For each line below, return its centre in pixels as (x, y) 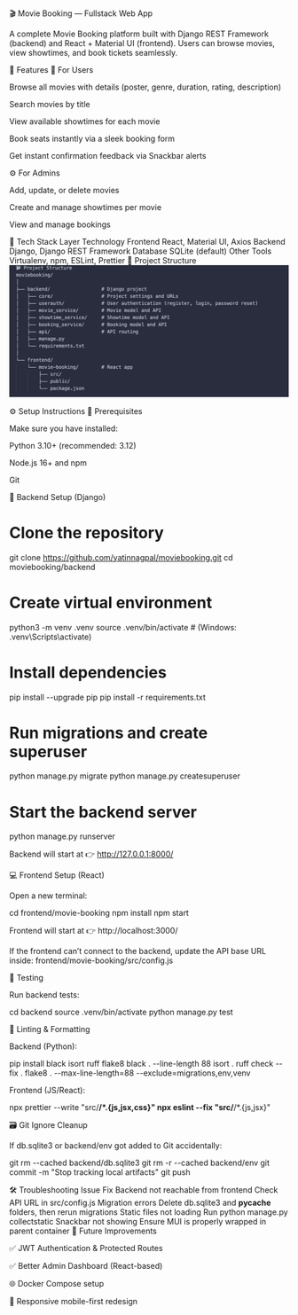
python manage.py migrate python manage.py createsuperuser (125, 776)
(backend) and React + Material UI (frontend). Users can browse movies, (142, 43)
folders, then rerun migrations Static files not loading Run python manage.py (149, 1212)
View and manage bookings (60, 224)
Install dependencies (88, 672)
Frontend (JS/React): (47, 1091)
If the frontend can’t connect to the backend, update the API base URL (138, 951)
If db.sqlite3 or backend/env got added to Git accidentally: (116, 1146)
